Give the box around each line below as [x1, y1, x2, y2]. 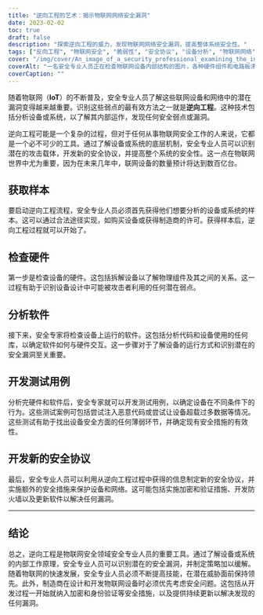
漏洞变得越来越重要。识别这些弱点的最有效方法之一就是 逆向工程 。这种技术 [8, 102, 248, 112]
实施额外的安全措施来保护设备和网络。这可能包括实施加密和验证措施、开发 [8, 484, 248, 493]
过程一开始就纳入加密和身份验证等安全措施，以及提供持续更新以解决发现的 [14, 588, 255, 598]
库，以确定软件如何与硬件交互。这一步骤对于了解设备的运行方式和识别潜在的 [8, 340, 255, 350]
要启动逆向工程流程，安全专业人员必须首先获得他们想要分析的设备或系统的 [8, 206, 248, 215]
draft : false [8, 33, 51, 42]
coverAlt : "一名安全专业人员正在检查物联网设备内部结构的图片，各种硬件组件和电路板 [8, 63, 250, 71]
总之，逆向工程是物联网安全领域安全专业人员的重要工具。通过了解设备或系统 [8, 549, 255, 558]
